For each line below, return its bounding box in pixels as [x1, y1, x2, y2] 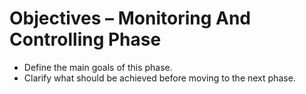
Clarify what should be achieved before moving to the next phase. [23, 72, 296, 84]
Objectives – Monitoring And [9, 7, 251, 30]
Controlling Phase [9, 28, 162, 51]
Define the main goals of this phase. [23, 61, 173, 73]
